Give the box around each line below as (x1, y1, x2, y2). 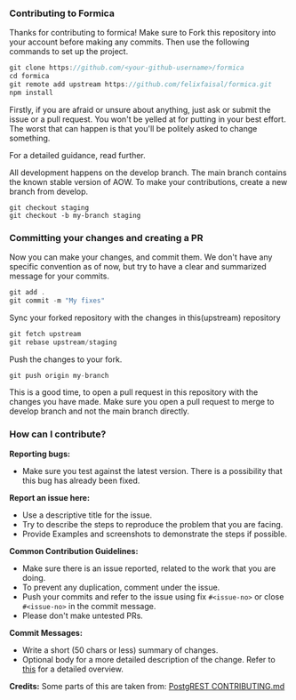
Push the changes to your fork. (9, 354, 123, 365)
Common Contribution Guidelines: (9, 545, 139, 556)
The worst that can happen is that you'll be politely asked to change (9, 123, 258, 133)
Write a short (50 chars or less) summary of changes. (21, 644, 219, 656)
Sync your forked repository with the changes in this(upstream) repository (9, 312, 282, 323)
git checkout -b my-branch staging (9, 211, 141, 220)
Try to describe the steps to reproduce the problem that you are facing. (21, 519, 284, 529)
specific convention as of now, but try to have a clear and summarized (9, 261, 267, 272)
